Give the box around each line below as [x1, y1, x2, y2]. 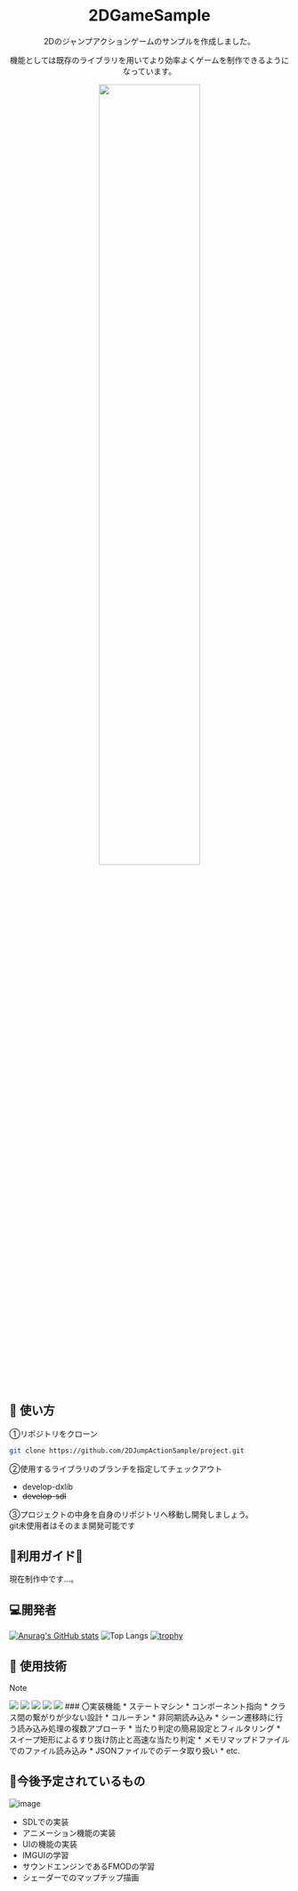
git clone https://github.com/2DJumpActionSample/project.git [9, 1446, 245, 1455]
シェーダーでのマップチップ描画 [21, 1871, 140, 1882]
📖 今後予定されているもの [9, 1774, 146, 1789]
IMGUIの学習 [21, 1849, 69, 1860]
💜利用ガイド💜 [9, 1549, 84, 1564]
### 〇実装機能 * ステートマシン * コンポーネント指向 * [64, 1701, 269, 1712]
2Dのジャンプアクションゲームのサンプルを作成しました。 [44, 36, 255, 46]
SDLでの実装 [21, 1816, 69, 1827]
